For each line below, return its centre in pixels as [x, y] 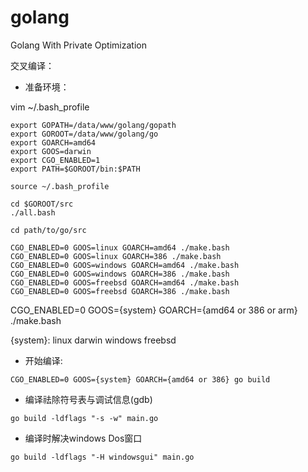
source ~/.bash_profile [60, 186]
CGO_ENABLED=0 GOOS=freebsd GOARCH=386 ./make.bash [120, 291]
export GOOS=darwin [51, 151]
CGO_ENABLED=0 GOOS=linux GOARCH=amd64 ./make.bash [120, 247]
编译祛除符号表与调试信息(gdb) [88, 399]
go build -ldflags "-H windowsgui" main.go [102, 457]
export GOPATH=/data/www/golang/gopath [93, 125]
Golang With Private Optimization [78, 45]
